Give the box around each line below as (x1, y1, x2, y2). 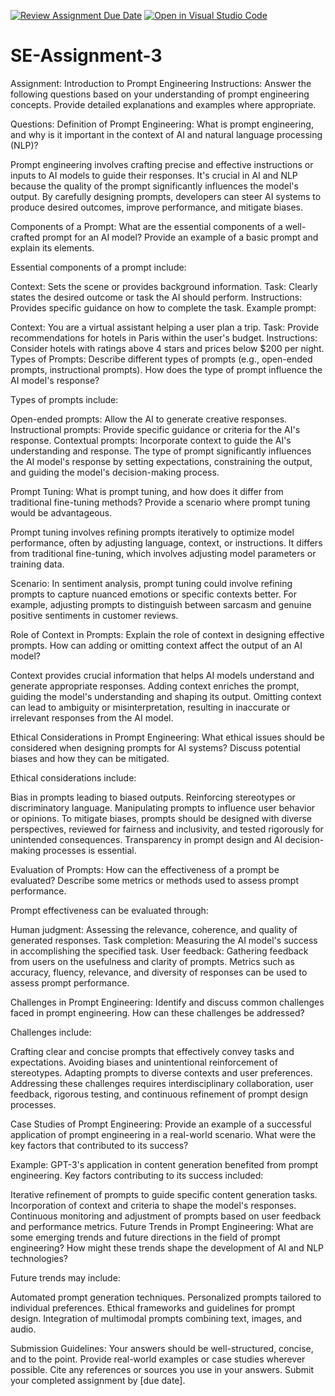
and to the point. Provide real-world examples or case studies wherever (10, 1353, 306, 1365)
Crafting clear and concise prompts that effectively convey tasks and (10, 1045, 295, 1057)
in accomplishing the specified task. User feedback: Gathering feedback (10, 945, 309, 957)
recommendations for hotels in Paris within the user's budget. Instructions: (10, 331, 318, 344)
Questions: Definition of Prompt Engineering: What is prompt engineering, (10, 118, 314, 130)
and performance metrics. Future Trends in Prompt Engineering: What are (10, 1220, 314, 1232)
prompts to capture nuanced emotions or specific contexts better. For (10, 588, 298, 600)
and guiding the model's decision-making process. (10, 466, 220, 478)
